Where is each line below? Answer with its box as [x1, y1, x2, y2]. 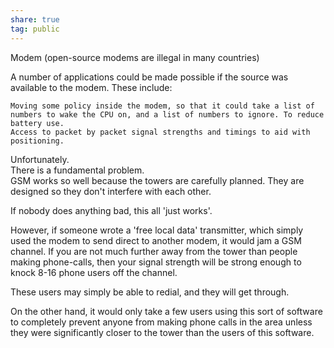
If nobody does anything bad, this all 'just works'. [10, 204, 213, 216]
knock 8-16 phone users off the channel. [10, 266, 178, 278]
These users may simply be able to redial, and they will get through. [10, 286, 290, 298]
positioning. [10, 136, 65, 146]
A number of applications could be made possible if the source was [10, 71, 289, 83]
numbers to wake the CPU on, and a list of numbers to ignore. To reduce [10, 109, 325, 120]
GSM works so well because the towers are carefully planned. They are [10, 174, 305, 186]
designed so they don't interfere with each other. [10, 185, 212, 197]
